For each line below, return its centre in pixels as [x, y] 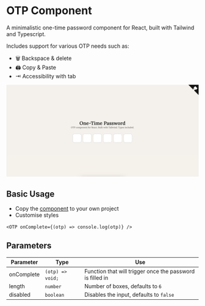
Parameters [29, 246]
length [17, 286]
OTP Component [49, 11]
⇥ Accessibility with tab [45, 76]
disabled [20, 295]
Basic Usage [31, 194]
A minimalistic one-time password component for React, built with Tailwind [100, 28]
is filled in [96, 278]
